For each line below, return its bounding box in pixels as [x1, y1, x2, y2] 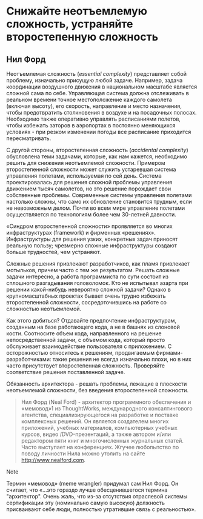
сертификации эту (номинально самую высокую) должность [6, 499, 165, 506]
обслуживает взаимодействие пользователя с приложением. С [6, 343, 172, 350]
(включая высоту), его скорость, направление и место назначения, [6, 102, 182, 110]
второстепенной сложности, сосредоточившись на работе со [6, 299, 167, 306]
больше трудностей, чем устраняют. [6, 249, 101, 255]
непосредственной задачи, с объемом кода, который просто [6, 337, 165, 343]
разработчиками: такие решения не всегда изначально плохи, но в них [6, 356, 192, 363]
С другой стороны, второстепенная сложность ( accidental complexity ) [6, 147, 189, 153]
